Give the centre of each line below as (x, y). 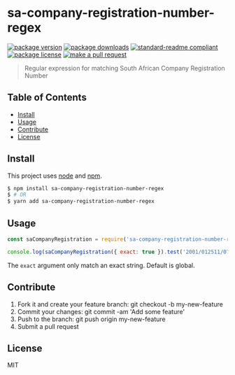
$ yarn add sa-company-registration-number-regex (81, 201)
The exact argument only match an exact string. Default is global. (101, 265)
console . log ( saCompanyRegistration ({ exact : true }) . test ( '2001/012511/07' (120, 252)
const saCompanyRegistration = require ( (67, 239)
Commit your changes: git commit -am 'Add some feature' (101, 311)
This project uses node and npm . (55, 176)
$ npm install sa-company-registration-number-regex (86, 188)
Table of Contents (47, 98)
